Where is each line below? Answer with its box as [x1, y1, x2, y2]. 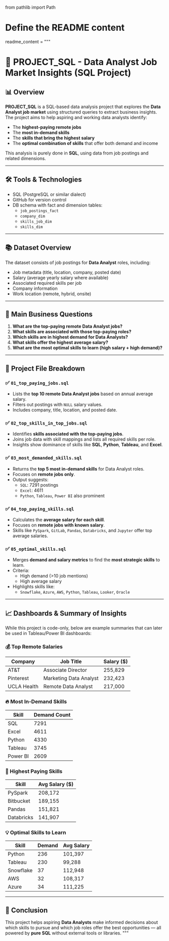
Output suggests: [12, 477, 49, 483]
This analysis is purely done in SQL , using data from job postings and [5, 150, 149, 156]
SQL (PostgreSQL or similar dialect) [12, 191, 87, 197]
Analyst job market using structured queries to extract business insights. [5, 109, 157, 115]
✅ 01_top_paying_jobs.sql [5, 379, 69, 386]
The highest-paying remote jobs [12, 124, 81, 130]
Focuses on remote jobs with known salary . [12, 522, 105, 528]
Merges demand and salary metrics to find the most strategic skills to [12, 557, 160, 563]
